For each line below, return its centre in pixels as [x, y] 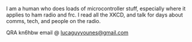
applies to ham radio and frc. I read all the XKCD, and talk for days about [95, 15]
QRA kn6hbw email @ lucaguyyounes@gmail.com [67, 33]
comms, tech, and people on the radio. [53, 21]
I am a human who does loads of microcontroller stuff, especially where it [96, 9]
